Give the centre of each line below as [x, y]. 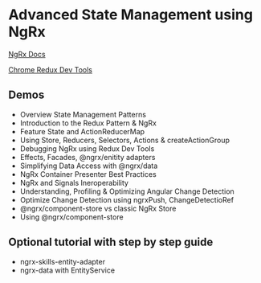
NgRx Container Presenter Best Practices [88, 174]
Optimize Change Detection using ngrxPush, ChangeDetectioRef [127, 199]
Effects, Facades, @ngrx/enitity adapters [88, 157]
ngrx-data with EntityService [67, 270]
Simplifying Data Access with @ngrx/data [89, 166]
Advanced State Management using [130, 15]
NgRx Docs [27, 54]
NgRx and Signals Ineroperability [74, 183]
